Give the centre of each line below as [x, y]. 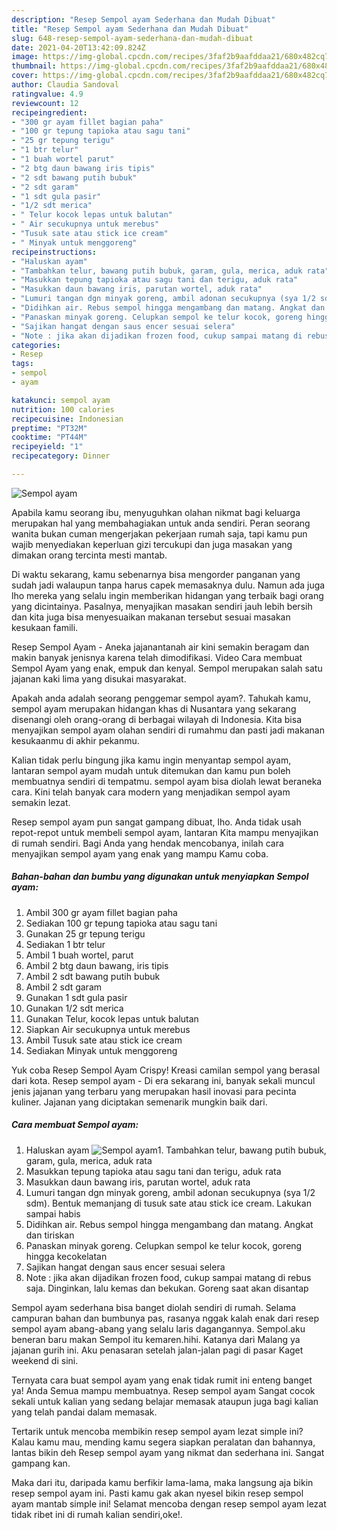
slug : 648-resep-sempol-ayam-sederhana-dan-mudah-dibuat [132, 38]
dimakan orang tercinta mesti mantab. [89, 555]
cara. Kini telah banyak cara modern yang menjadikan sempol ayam [151, 792]
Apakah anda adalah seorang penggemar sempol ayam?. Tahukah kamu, [161, 698]
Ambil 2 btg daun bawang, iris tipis [97, 965]
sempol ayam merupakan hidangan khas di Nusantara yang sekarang [154, 708]
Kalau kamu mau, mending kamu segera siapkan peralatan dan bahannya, [163, 1442]
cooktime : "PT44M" [49, 437]
